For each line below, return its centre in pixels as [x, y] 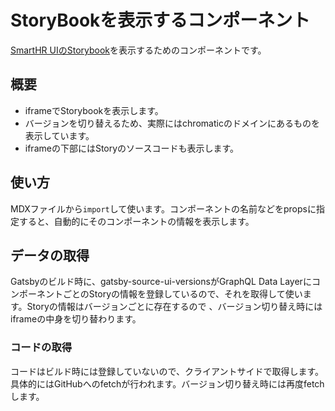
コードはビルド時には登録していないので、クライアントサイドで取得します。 [167, 371]
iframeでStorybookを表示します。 [94, 110]
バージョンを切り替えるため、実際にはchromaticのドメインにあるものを [172, 123]
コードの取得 [41, 348]
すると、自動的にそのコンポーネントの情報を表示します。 [136, 221]
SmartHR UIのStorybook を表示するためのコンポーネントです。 [138, 50]
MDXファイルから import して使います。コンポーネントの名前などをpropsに [163, 208]
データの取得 [50, 255]
